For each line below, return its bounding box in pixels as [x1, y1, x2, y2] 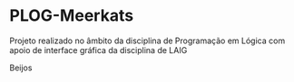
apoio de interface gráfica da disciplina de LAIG [9, 44, 188, 55]
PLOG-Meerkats [9, 5, 134, 26]
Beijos [9, 62, 33, 73]
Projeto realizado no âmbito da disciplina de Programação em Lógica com [9, 35, 286, 46]
